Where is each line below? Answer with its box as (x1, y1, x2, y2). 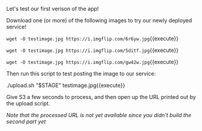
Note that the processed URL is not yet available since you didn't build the (6, 112, 192, 118)
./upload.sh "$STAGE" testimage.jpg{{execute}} (6, 81, 125, 89)
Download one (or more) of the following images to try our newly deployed (6, 17, 192, 24)
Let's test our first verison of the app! (6, 5, 99, 12)
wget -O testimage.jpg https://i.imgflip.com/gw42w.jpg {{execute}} (6, 59, 179, 65)
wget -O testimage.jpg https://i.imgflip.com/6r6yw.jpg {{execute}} (6, 35, 179, 42)
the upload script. (6, 100, 50, 107)
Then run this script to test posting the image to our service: (6, 70, 156, 77)
